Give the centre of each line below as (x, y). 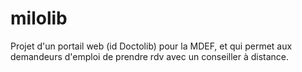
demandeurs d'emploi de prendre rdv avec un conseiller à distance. (150, 56)
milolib (39, 18)
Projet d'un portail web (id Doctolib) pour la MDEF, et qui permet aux (151, 46)
